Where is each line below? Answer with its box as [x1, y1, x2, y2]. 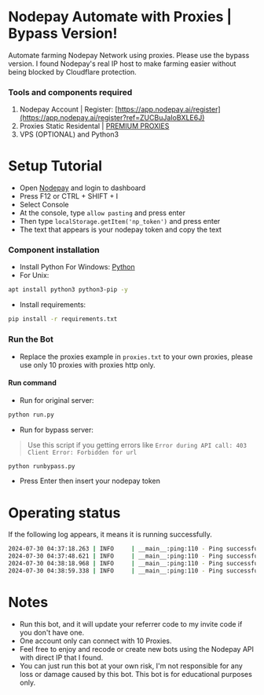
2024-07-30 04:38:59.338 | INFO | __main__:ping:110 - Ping [8, 567, 223, 575]
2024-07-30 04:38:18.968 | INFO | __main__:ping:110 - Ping [8, 560, 223, 568]
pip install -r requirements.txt [8, 315, 118, 324]
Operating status [8, 503, 121, 521]
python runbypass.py [8, 462, 76, 470]
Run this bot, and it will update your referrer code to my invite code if [19, 619, 243, 628]
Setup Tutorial [8, 157, 103, 175]
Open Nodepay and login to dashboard [19, 183, 146, 192]
